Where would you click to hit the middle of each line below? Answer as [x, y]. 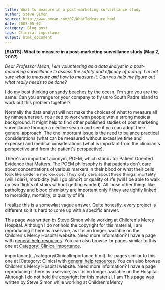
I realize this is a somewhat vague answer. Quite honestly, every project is [81, 205]
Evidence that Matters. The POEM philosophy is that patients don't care [78, 164]
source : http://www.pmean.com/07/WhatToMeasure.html [61, 19]
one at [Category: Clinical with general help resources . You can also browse [82, 261]
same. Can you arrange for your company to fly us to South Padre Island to [82, 97]
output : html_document [28, 38]
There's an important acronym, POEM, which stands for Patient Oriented [79, 158]
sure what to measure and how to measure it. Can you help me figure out [80, 77]
